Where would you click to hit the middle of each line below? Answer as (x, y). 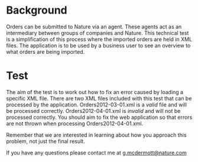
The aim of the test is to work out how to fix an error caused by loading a (95, 92)
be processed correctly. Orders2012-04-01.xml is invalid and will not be (93, 111)
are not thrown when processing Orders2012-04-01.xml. (75, 123)
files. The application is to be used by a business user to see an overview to (98, 46)
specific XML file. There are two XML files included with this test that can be (99, 98)
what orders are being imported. (46, 51)
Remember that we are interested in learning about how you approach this (97, 135)
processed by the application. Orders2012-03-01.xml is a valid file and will (97, 105)
